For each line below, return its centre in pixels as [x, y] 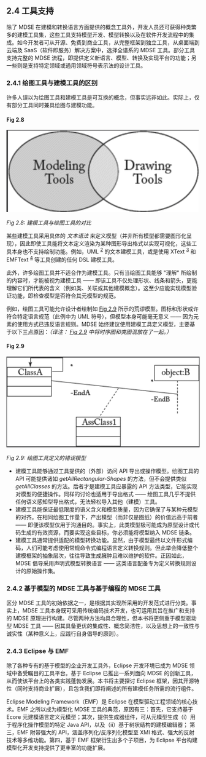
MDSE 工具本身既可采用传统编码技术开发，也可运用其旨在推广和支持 [109, 610]
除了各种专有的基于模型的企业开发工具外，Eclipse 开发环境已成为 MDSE [97, 665]
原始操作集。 [42, 571]
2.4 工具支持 [30, 11]
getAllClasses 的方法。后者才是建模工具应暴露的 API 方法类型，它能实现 [106, 486]
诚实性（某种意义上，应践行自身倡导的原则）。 [64, 633]
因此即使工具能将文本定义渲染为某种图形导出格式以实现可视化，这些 [105, 244]
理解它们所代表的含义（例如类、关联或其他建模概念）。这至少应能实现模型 [99, 288]
